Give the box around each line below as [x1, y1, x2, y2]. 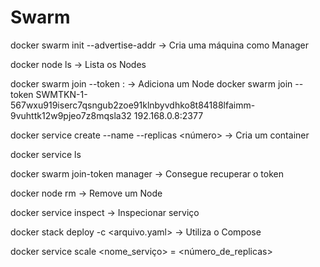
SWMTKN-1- [35, 88, 88, 100]
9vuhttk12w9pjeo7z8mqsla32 [10, 109, 132, 121]
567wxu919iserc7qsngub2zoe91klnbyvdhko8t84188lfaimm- [10, 99, 256, 111]
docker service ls [10, 148, 82, 160]
